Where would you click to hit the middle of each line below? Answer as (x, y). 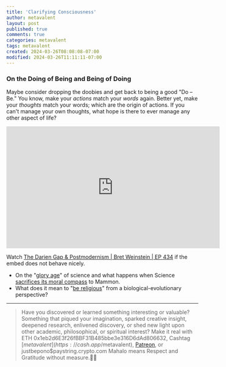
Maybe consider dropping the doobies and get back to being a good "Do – (100, 91)
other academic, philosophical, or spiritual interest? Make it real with (107, 331)
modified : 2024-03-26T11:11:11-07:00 (54, 57)
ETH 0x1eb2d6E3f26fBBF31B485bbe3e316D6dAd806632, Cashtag (106, 338)
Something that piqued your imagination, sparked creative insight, (104, 318)
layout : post (23, 23)
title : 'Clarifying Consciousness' (51, 12)
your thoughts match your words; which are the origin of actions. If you (95, 105)
